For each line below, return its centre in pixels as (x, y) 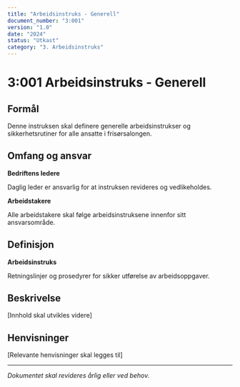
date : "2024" (27, 34)
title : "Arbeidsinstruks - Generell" (64, 14)
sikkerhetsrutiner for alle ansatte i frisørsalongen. (80, 134)
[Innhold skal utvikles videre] (50, 316)
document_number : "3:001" (46, 21)
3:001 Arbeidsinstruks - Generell (107, 82)
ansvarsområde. (31, 222)
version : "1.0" (30, 27)
